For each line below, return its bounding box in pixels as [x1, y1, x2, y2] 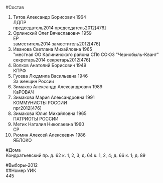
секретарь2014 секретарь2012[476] [13, 57, 91, 63]
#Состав [6, 5, 24, 10]
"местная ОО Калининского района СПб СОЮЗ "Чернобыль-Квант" [13, 51, 159, 57]
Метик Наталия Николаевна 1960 [13, 121, 85, 127]
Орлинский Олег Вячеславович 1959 [13, 30, 92, 36]
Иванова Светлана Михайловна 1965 [13, 46, 92, 52]
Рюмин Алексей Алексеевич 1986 [13, 132, 86, 138]
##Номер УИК [6, 167, 37, 173]
